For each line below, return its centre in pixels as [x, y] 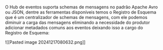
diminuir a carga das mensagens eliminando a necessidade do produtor [78, 22]
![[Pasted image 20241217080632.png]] [45, 42]
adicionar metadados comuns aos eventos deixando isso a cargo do [74, 28]
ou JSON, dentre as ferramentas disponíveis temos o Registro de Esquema [81, 12]
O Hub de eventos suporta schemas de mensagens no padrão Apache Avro [81, 7]
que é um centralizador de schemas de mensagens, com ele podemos [76, 17]
